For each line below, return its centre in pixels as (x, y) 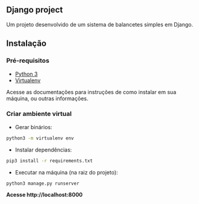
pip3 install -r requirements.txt (50, 161)
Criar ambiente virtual (39, 114)
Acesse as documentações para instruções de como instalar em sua (91, 92)
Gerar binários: (33, 127)
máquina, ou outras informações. (47, 98)
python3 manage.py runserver (43, 183)
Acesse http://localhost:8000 (45, 195)
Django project (35, 10)
